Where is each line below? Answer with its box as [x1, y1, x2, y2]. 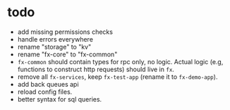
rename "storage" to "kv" [17, 42, 92, 51]
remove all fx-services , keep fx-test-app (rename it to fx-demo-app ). [17, 72, 218, 81]
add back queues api [17, 80, 79, 88]
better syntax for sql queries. [17, 94, 102, 103]
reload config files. [17, 87, 73, 96]
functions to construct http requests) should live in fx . [17, 65, 175, 73]
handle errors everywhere [17, 35, 94, 43]
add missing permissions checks [17, 28, 113, 36]
